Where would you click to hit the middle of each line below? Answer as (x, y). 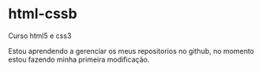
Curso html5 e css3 (40, 36)
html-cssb (43, 14)
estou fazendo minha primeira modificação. (79, 59)
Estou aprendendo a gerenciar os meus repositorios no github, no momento (131, 51)
